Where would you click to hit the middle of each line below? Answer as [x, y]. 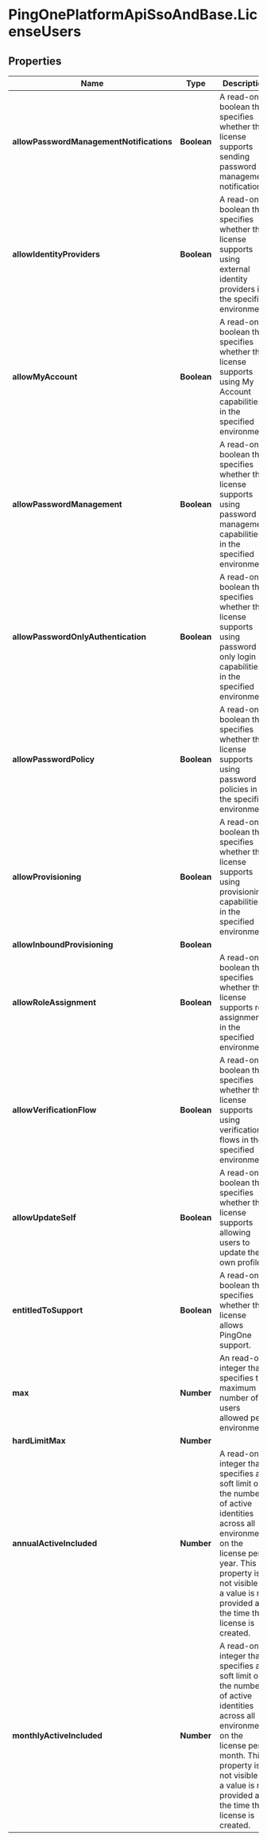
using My [237, 382]
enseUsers [45, 31]
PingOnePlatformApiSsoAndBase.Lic [133, 15]
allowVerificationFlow [54, 1110]
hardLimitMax [39, 1441]
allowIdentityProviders [56, 254]
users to [235, 1242]
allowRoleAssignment [54, 1002]
